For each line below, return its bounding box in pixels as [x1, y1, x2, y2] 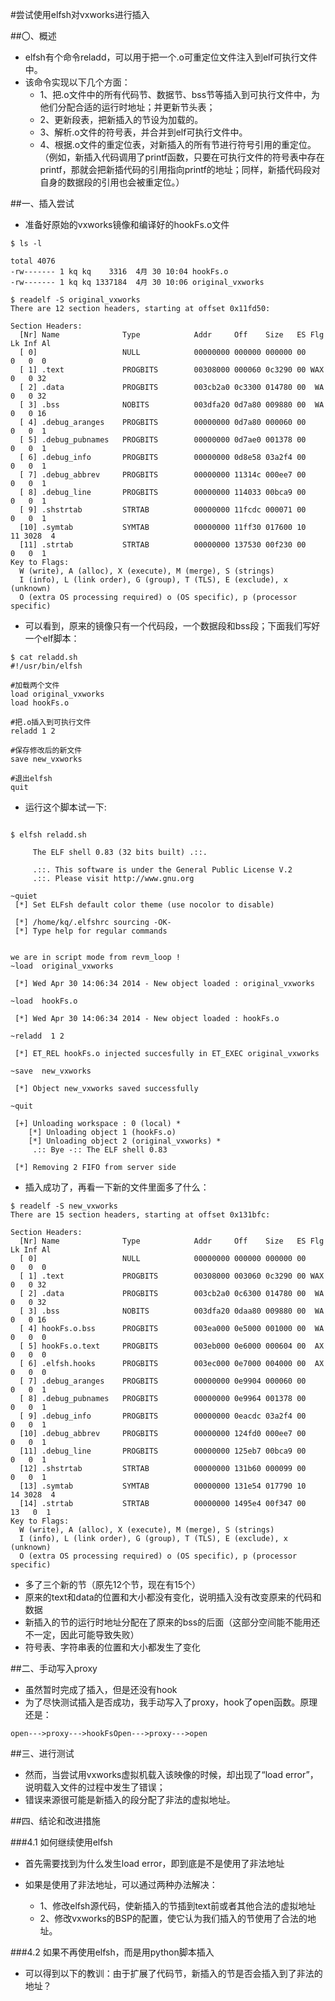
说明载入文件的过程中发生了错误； [24, 1781, 166, 1793]
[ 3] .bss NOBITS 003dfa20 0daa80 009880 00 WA [19, 1306, 325, 1316]
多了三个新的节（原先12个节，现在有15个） [24, 1579, 202, 1590]
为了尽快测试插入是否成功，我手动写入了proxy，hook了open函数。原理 [24, 1696, 318, 1708]
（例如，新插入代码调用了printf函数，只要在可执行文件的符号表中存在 [39, 151, 325, 163]
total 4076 [10, 256, 56, 266]
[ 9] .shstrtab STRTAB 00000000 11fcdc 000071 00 [19, 505, 307, 515]
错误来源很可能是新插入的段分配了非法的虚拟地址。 [24, 1794, 236, 1805]
